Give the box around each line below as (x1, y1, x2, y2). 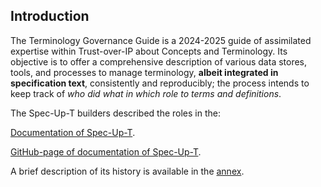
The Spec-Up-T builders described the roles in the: (10, 107, 221, 119)
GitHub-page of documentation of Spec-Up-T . (10, 145, 202, 158)
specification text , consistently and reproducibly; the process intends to (10, 77, 310, 89)
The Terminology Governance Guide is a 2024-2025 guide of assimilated (10, 34, 312, 46)
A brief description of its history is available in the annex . (10, 165, 245, 177)
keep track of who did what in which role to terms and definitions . (10, 87, 282, 99)
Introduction (10, 8, 90, 25)
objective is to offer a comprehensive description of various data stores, (10, 55, 308, 68)
